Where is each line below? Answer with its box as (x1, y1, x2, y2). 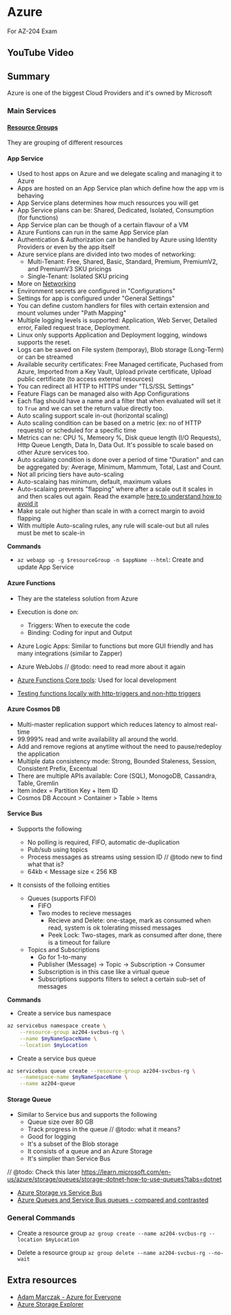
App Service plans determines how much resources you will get (17, 199, 199, 207)
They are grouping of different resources (7, 139, 123, 147)
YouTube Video (7, 47, 74, 59)
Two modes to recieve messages (37, 909, 132, 917)
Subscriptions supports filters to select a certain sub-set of (37, 975, 206, 984)
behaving (17, 191, 44, 200)
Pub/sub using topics (27, 846, 88, 854)
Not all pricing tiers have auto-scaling (17, 470, 124, 478)
